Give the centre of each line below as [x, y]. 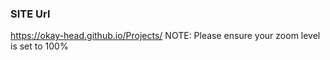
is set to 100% [39, 46]
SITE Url [30, 14]
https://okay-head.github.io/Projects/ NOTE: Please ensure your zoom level [165, 36]
